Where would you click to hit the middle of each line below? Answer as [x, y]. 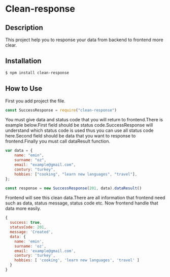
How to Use [24, 89]
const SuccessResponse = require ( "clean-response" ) [61, 110]
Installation [23, 61]
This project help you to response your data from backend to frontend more [84, 40]
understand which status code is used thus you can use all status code [79, 130]
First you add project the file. [36, 101]
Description [24, 28]
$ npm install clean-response [37, 73]
